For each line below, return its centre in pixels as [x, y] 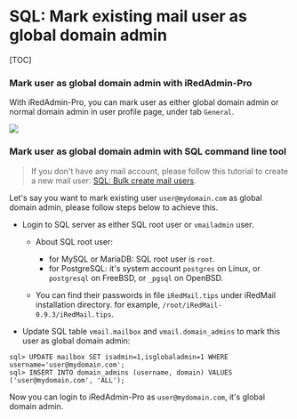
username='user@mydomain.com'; [67, 365]
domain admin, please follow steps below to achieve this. [114, 207]
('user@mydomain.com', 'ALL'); [67, 380]
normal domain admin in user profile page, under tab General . [122, 112]
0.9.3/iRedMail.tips [73, 314]
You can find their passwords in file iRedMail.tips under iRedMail [156, 294]
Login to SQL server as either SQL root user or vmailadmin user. [138, 224]
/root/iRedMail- [192, 305]
